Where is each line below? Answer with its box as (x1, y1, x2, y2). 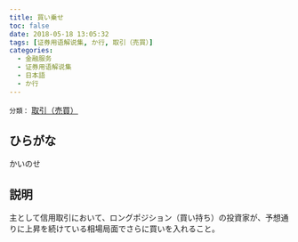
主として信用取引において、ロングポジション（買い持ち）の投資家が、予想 (9, 213, 282, 223)
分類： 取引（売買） (9, 104, 78, 116)
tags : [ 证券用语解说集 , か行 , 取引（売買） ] (9, 37, 154, 47)
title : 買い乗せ (9, 12, 64, 22)
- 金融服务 (17, 54, 52, 63)
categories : (9, 46, 53, 55)
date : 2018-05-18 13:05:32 (9, 29, 109, 38)
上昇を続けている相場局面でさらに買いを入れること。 (24, 223, 220, 234)
